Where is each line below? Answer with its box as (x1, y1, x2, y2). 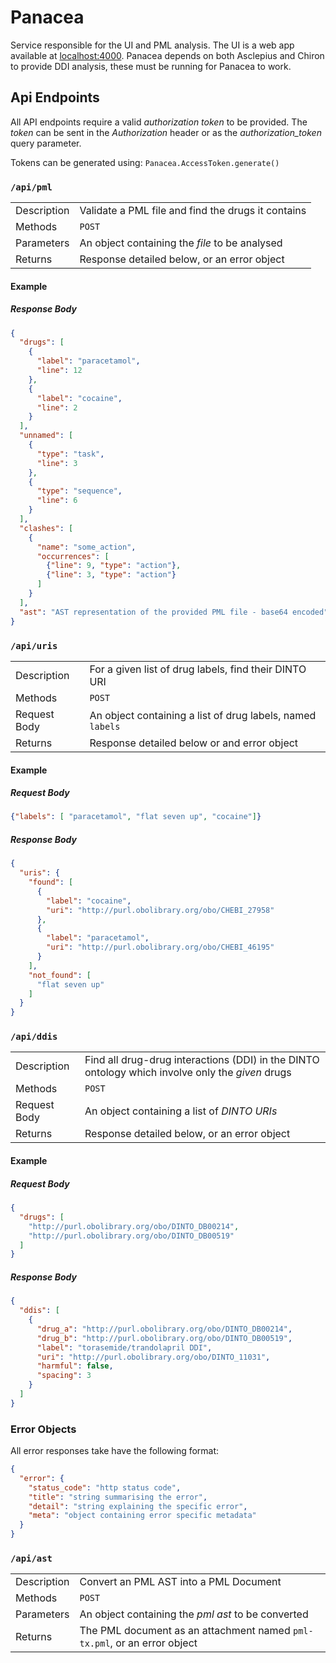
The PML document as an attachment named (79, 1624, 291, 1638)
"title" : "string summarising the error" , (28, 1492, 208, 1502)
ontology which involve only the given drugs (84, 1066, 292, 1080)
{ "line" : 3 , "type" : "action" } (46, 570, 177, 580)
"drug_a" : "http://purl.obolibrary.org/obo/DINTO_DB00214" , (36, 1324, 293, 1334)
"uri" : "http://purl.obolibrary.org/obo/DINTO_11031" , (36, 1352, 271, 1362)
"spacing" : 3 (36, 1371, 92, 1381)
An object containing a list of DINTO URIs (84, 1104, 278, 1118)
